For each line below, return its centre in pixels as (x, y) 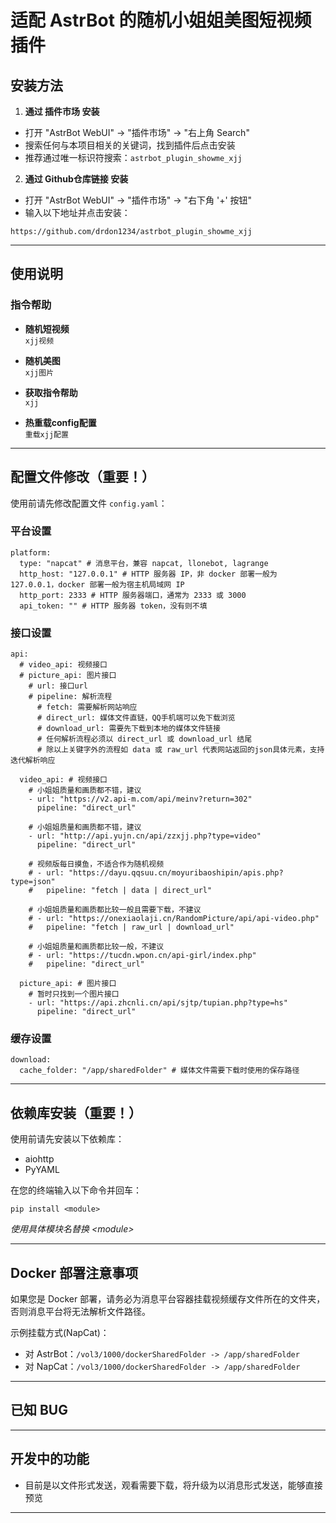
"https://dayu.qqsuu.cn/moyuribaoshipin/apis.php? (176, 873)
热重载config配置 (60, 422)
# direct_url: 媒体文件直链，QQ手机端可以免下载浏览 (136, 718)
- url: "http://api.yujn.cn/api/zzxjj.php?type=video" (145, 836)
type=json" (33, 882)
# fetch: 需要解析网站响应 (87, 707)
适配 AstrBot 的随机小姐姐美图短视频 (161, 20)
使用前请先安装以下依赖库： (67, 1139)
